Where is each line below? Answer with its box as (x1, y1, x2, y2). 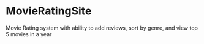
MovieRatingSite (6, 4, 92, 18)
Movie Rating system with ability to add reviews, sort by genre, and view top (6, 24, 198, 31)
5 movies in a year (6, 30, 52, 37)
